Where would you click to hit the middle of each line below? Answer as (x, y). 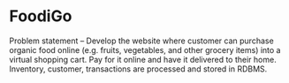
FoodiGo (41, 16)
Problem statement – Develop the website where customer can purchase (141, 41)
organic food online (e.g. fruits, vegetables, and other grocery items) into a (145, 49)
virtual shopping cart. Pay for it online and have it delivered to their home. (143, 59)
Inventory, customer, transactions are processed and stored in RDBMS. (138, 69)
